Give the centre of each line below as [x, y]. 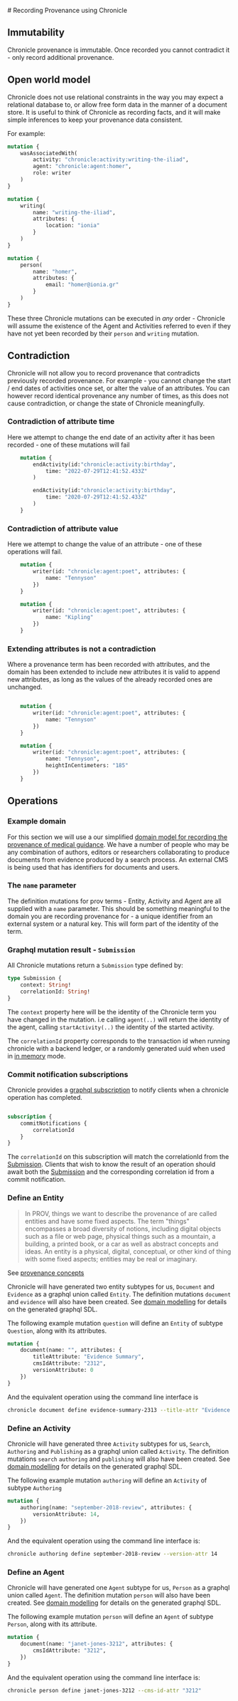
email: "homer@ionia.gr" [82, 285]
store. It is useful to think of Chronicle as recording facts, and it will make [114, 112]
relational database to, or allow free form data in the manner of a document [117, 104]
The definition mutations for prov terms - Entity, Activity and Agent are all [114, 901]
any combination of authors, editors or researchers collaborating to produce [119, 852]
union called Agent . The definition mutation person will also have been [109, 1596]
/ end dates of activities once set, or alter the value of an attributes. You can [119, 388]
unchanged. [25, 687]
